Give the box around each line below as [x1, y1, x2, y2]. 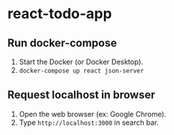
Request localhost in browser [7, 88, 156, 102]
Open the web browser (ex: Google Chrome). [18, 109, 167, 118]
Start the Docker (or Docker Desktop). [18, 57, 144, 66]
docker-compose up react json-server [18, 67, 145, 75]
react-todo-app [7, 5, 112, 23]
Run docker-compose [7, 36, 117, 50]
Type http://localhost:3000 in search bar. [18, 118, 160, 127]
